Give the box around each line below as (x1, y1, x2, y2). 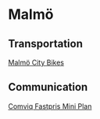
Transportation (8, 37, 84, 50)
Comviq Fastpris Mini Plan (8, 101, 92, 111)
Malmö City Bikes (8, 58, 65, 67)
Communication (8, 80, 88, 94)
